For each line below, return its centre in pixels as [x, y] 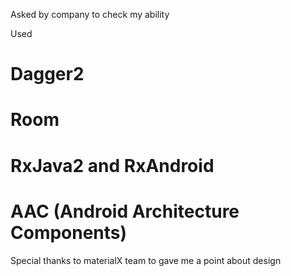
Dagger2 [47, 74]
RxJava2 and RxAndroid [112, 165]
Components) [69, 232]
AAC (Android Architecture [125, 211]
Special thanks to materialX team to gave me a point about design [146, 260]
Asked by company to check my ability [90, 14]
